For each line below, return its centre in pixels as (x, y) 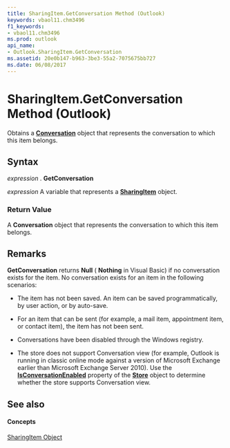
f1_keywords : (26, 26)
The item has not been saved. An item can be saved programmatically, (117, 298)
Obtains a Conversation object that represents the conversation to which (111, 133)
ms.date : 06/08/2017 (37, 65)
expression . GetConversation (50, 178)
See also (26, 404)
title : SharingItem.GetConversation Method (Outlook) (86, 13)
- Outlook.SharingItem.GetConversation (65, 52)
